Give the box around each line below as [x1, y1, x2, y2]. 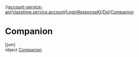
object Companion [5, 46, 42, 52]
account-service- [8, 4, 43, 10]
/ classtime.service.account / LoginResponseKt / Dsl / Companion [11, 9, 134, 15]
